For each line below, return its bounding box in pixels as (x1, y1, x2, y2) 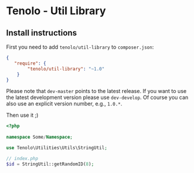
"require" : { (14, 60, 46, 66)
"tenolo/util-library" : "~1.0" (27, 66, 105, 72)
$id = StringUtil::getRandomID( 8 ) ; (6, 161, 94, 167)
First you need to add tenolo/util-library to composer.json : (6, 43, 154, 50)
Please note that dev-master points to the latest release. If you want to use (6, 88, 187, 95)
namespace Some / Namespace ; (6, 134, 73, 140)
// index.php (6, 155, 39, 161)
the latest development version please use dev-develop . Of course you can (6, 94, 189, 101)
